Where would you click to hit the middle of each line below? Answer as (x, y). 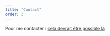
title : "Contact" (23, 10)
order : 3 (14, 14)
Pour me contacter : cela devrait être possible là (55, 28)
